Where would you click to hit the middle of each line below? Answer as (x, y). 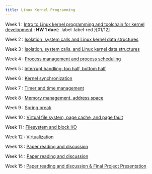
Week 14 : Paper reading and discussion (47, 156)
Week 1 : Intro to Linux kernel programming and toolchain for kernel (75, 24)
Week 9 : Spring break (28, 107)
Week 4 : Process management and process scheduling (63, 59)
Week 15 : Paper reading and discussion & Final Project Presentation (76, 166)
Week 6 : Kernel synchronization (39, 78)
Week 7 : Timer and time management (45, 88)
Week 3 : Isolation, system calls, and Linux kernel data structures (72, 49)
